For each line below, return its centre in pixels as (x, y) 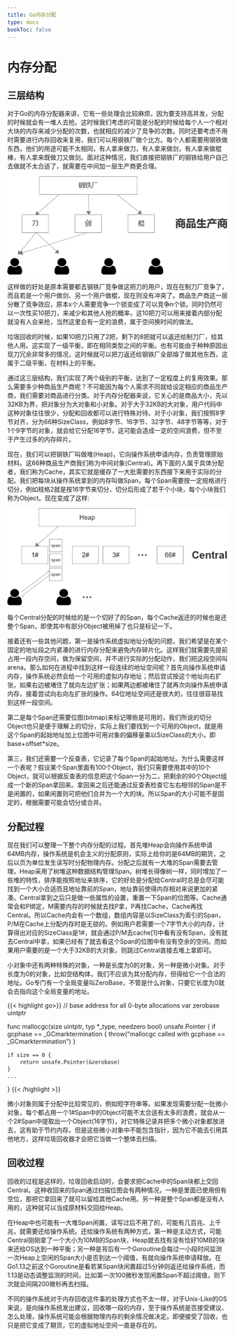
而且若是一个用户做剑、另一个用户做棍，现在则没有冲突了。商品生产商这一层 (117, 295)
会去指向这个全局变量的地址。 (50, 991)
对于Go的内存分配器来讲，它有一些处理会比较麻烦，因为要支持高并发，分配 (115, 114)
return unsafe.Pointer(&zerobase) (70, 1062)
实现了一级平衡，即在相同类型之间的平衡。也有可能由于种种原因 (129, 346)
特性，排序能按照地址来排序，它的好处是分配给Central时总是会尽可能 (125, 880)
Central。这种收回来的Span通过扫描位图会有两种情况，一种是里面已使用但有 (117, 1190)
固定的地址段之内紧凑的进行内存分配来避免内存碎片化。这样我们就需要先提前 (117, 650)
